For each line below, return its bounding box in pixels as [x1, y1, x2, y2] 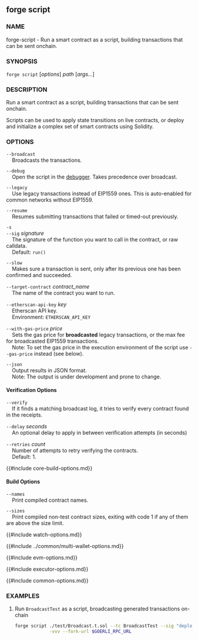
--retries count [6, 440, 46, 447]
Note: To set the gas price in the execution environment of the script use [11, 343, 189, 351]
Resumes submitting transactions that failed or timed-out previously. [11, 213, 178, 220]
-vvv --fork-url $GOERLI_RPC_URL [49, 629, 132, 635]
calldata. [6, 242, 27, 249]
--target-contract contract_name [6, 283, 90, 290]
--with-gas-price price [6, 324, 63, 332]
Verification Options [6, 387, 57, 394]
